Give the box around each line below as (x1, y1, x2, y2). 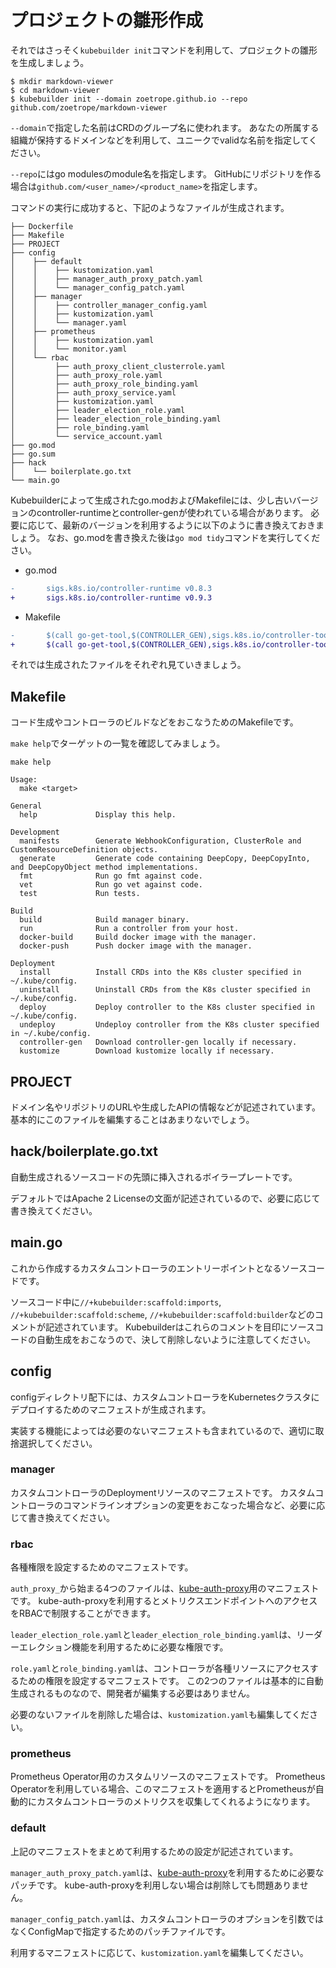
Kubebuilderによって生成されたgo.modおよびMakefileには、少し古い (10, 494, 293, 506)
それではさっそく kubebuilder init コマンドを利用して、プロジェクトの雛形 (10, 44, 318, 56)
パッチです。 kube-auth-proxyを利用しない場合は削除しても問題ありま (10, 1879, 300, 1891)
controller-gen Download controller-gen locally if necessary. (19, 1037, 298, 1048)
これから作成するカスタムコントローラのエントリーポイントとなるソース (10, 1262, 308, 1274)
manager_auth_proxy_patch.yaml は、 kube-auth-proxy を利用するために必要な (10, 1866, 325, 1878)
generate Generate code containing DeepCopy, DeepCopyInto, (19, 854, 311, 864)
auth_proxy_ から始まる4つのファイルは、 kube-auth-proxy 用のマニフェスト (10, 1582, 320, 1595)
